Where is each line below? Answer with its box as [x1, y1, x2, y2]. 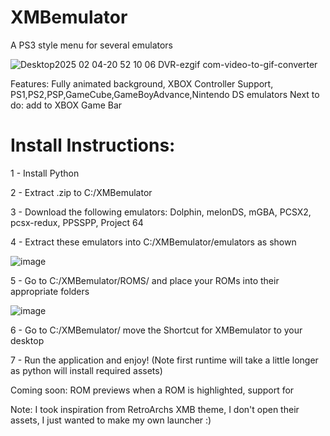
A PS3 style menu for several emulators [10, 39, 174, 51]
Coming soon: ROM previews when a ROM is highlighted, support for [10, 384, 295, 396]
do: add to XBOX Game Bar [10, 99, 123, 111]
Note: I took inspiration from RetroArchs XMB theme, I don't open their [10, 403, 300, 415]
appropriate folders [10, 285, 90, 297]
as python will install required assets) [10, 364, 163, 376]
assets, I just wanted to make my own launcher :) [10, 414, 212, 426]
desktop [10, 334, 45, 346]
